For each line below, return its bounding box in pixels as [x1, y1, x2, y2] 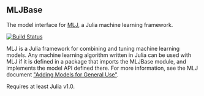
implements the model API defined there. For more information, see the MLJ [6, 64, 198, 72]
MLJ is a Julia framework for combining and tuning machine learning [6, 45, 180, 52]
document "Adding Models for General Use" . [6, 70, 119, 78]
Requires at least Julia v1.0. [6, 83, 75, 90]
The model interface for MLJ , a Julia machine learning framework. [6, 21, 173, 28]
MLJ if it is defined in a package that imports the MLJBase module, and [6, 57, 186, 65]
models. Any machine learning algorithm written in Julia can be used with [6, 51, 192, 59]
